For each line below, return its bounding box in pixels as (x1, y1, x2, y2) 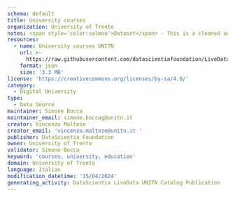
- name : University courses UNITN (13, 43, 114, 50)
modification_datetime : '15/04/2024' (7, 173, 117, 180)
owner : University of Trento (7, 140, 92, 147)
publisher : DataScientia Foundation (7, 133, 114, 140)
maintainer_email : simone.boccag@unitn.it (7, 114, 133, 121)
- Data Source (13, 101, 55, 108)
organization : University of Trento (7, 23, 114, 30)
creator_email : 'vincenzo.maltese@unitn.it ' (7, 127, 142, 134)
